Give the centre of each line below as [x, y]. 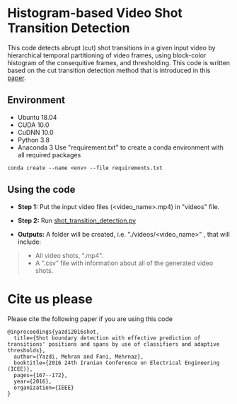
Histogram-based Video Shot [95, 13]
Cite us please [50, 299]
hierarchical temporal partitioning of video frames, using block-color [107, 55]
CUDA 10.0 [33, 125]
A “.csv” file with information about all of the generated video [124, 263]
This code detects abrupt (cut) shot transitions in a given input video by [111, 47]
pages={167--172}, [41, 375]
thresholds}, [27, 350]
